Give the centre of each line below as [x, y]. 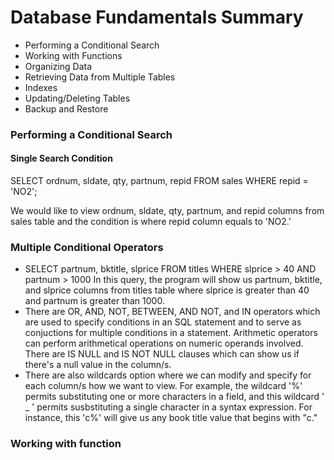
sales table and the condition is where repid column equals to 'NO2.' [151, 222]
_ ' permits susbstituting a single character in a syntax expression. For [168, 407]
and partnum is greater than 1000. [94, 301]
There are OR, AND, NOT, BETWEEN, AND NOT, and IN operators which [172, 312]
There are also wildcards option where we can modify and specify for [168, 375]
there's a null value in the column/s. [98, 365]
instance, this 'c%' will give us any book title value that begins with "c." [171, 418]
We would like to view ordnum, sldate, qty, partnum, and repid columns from [167, 211]
